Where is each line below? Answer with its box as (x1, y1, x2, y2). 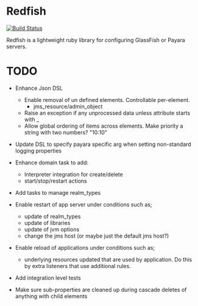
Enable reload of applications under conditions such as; (15, 244, 155, 251)
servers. (6, 43, 27, 50)
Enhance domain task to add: (15, 159, 89, 166)
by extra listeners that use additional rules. (24, 262, 131, 269)
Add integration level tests (15, 274, 81, 282)
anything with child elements (15, 292, 88, 300)
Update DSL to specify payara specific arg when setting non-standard (15, 140, 192, 148)
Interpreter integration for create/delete (24, 170, 123, 178)
